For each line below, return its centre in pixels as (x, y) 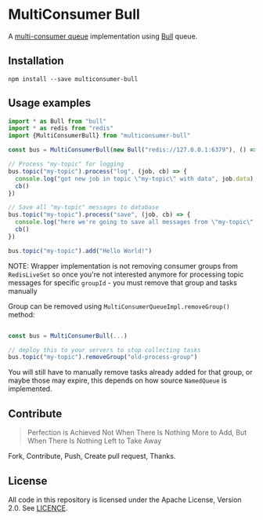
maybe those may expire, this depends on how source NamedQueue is (117, 381)
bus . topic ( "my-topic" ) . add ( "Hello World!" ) (80, 251)
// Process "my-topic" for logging (66, 164)
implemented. (30, 389)
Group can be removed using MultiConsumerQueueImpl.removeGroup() (119, 306)
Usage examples (50, 103)
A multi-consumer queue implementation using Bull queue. (103, 36)
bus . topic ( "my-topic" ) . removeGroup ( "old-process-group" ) (103, 357)
